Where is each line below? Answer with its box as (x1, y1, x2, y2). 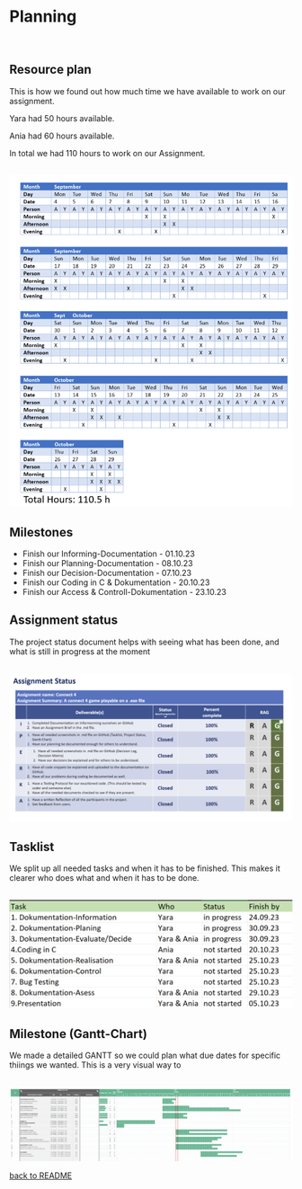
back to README (9, 1170, 73, 1181)
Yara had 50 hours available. (9, 112, 115, 123)
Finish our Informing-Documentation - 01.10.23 (22, 548, 195, 559)
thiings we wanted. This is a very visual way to (9, 1060, 182, 1070)
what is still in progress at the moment (9, 645, 151, 657)
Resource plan (9, 62, 92, 77)
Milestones (9, 524, 74, 540)
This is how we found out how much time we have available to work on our (9, 85, 286, 96)
